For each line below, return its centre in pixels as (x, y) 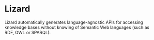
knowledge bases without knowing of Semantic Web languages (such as (77, 27)
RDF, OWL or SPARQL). (28, 32)
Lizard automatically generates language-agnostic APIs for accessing (74, 22)
